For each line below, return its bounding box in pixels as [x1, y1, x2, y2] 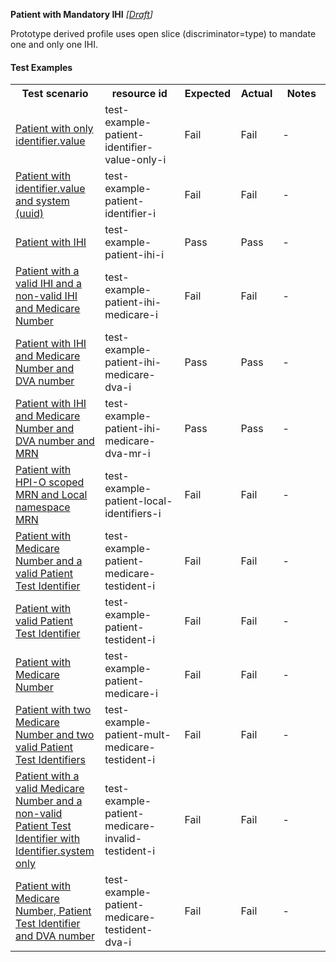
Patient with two [15, 703, 92, 717]
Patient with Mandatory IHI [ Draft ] [10, 9, 153, 20]
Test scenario [21, 87, 89, 101]
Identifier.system [15, 844, 95, 858]
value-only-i [104, 153, 167, 167]
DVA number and [15, 434, 95, 448]
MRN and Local [15, 488, 88, 502]
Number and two [15, 728, 95, 742]
